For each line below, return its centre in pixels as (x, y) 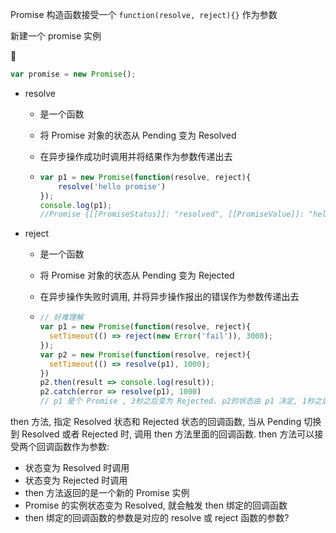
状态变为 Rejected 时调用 (76, 480)
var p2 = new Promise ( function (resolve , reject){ (145, 354)
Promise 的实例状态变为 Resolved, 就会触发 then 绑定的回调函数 (156, 505)
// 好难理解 (61, 318)
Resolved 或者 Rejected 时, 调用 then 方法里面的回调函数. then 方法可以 (168, 434)
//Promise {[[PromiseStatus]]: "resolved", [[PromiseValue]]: (172, 214)
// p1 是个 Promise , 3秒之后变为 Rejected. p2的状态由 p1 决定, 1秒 (177, 401)
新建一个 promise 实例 (56, 36)
